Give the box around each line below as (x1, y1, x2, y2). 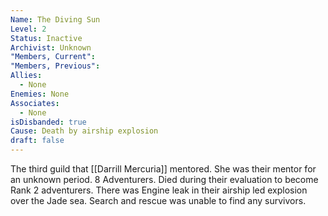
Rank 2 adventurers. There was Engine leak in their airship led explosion (10, 184, 308, 196)
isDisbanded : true (10, 117, 87, 127)
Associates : (10, 98, 60, 108)
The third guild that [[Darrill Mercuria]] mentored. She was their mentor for (10, 163, 317, 175)
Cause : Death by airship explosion (10, 126, 159, 136)
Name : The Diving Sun (10, 14, 101, 25)
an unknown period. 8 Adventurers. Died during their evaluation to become (10, 174, 319, 185)
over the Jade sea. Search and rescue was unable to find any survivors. (10, 195, 307, 206)
